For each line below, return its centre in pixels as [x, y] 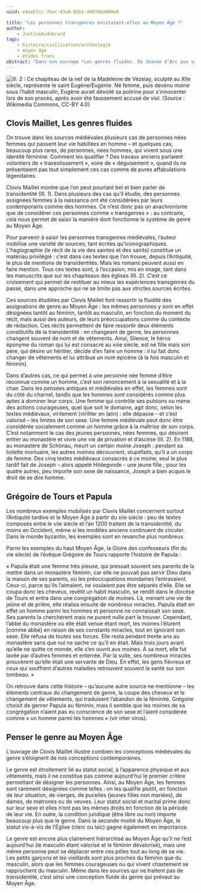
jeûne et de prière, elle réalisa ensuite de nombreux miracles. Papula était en [100, 605]
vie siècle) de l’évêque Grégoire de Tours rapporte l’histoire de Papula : [94, 555]
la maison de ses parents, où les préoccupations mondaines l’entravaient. [97, 579]
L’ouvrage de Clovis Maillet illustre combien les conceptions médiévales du [99, 752]
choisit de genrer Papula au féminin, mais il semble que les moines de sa [96, 706]
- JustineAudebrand [41, 34]
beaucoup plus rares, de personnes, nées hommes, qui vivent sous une [94, 150]
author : [16, 28]
